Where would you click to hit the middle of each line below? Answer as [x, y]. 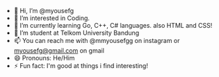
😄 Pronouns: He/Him [44, 58]
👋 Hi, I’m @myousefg [44, 11]
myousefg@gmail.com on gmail [59, 51]
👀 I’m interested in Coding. [52, 18]
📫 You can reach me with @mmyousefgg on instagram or [97, 41]
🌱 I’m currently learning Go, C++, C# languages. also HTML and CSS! [113, 25]
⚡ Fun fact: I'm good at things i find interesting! [81, 66]
